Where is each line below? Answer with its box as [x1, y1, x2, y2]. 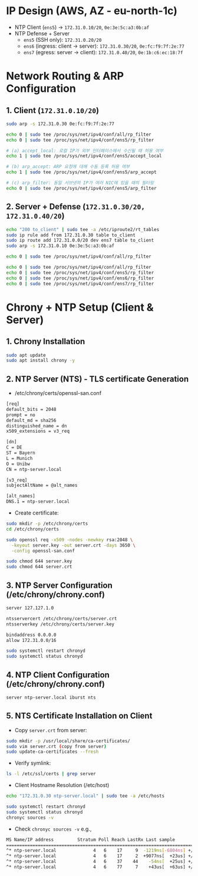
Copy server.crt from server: [14, 726, 87, 733]
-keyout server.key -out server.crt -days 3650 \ [11, 542, 136, 548]
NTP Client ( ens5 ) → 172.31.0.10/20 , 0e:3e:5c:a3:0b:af [14, 24, 150, 31]
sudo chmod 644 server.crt [6, 564, 72, 570]
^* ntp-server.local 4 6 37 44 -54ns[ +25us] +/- [6, 859, 196, 865]
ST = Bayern [6, 450, 35, 456]
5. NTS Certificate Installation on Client [6, 711, 153, 721]
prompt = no [6, 411, 35, 418]
